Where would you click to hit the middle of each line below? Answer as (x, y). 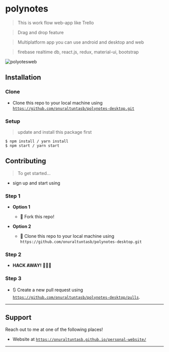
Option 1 (21, 207)
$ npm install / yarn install (37, 141)
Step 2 (13, 254)
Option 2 (22, 226)
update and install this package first (55, 132)
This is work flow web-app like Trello (56, 23)
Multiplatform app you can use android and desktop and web (81, 42)
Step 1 (13, 196)
